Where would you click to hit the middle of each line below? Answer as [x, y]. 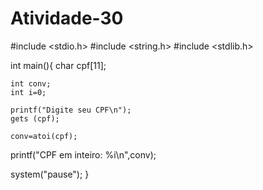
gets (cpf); [35, 118]
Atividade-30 [67, 18]
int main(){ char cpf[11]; [58, 65]
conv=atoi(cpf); [44, 136]
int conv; [31, 83]
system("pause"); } [50, 174]
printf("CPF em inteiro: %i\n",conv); [83, 154]
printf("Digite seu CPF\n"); [71, 110]
